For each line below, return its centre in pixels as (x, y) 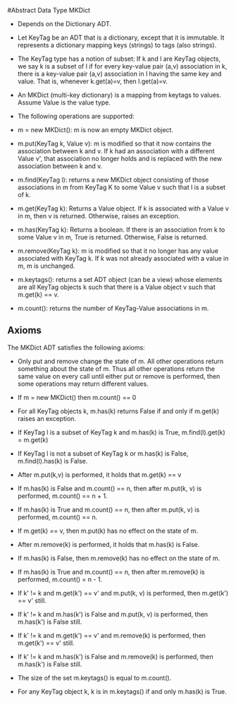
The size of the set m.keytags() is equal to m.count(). (94, 678)
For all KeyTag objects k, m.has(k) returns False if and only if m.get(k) (118, 411)
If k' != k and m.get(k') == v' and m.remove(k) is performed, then (112, 635)
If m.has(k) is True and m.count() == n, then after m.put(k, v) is (108, 509)
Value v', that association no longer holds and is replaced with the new (120, 159)
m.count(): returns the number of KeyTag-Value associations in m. (113, 308)
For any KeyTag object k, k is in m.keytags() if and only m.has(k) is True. (122, 691)
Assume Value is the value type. (64, 102)
